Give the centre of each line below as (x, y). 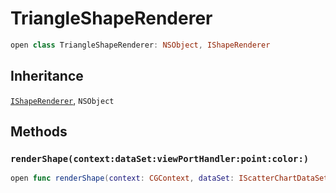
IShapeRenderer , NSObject (62, 100)
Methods (39, 132)
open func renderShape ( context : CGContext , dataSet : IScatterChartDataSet (169, 178)
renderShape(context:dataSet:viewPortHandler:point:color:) (160, 158)
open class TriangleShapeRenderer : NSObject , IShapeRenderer (140, 45)
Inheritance (47, 76)
